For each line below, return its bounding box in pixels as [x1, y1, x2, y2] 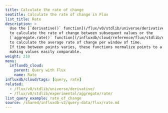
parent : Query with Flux [14, 68, 66, 73]
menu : [5, 58, 16, 63]
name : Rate [14, 72, 37, 77]
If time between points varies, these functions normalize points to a [9, 44, 162, 49]
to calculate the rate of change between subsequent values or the [9, 30, 153, 35]
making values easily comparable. [9, 49, 81, 54]
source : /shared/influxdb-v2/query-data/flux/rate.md [5, 100, 120, 105]
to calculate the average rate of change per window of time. [9, 40, 142, 45]
